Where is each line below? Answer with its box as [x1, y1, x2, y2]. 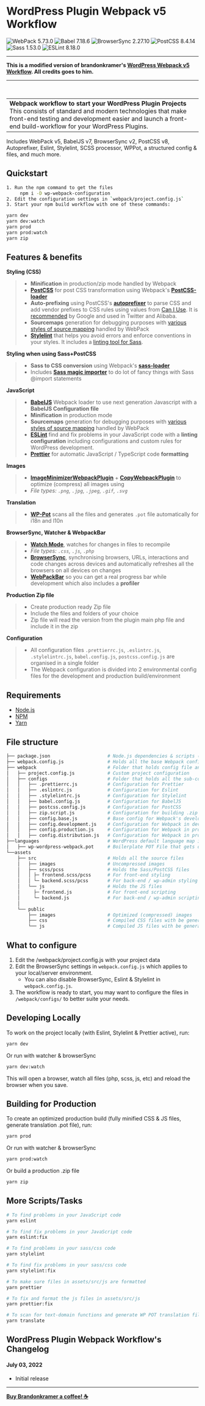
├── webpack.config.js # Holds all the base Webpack [6, 758, 184, 765]
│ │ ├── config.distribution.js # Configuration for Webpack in [6, 833, 190, 839]
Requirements [6, 690, 61, 700]
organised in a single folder [30, 659, 99, 667]
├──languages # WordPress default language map [6, 838, 195, 844]
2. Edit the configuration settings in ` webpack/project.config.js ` [6, 196, 184, 202]
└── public [17, 906, 45, 913]
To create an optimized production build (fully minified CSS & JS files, [6, 1115, 181, 1122]
